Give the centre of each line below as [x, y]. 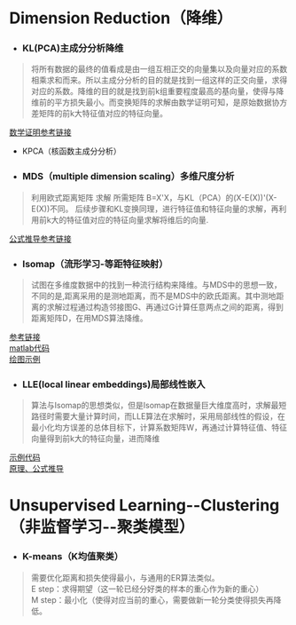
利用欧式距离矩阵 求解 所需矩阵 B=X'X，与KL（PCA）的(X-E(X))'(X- [154, 197]
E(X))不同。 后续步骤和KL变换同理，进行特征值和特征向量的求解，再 [155, 209]
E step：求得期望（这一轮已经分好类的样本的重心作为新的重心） [147, 589]
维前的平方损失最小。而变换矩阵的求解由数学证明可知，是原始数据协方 [159, 102]
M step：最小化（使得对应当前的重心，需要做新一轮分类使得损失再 [152, 599]
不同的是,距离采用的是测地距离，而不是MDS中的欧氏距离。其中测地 [153, 296]
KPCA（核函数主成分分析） [71, 151]
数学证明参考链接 [40, 132]
